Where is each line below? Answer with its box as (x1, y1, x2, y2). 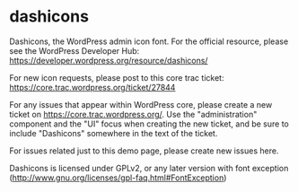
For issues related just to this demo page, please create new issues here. (9, 145, 279, 156)
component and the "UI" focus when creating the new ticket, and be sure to (9, 118, 289, 129)
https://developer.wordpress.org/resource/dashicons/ (9, 55, 208, 65)
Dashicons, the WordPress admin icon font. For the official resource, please (9, 36, 289, 47)
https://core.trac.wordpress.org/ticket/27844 (9, 82, 176, 92)
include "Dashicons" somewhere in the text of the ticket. (9, 127, 218, 138)
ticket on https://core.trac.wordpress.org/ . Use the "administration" (9, 109, 258, 119)
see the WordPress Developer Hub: (9, 45, 140, 56)
